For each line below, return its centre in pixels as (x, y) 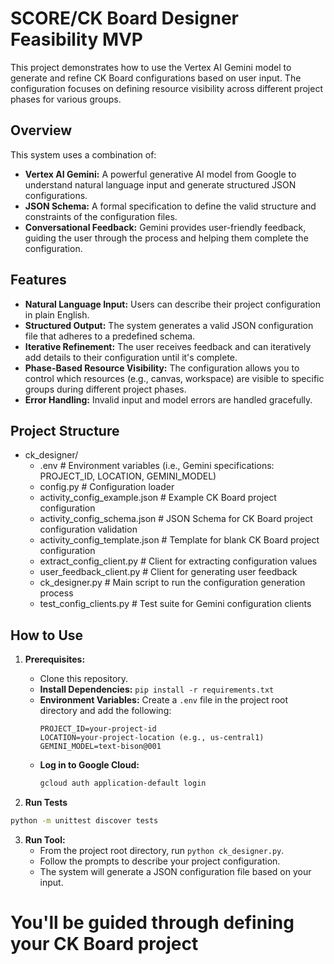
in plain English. (57, 314)
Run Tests (46, 803)
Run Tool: (45, 839)
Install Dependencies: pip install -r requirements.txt (157, 689)
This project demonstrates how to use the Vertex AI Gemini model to (151, 67)
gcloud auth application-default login (123, 783)
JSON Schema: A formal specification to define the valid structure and (170, 206)
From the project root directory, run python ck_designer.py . (162, 850)
